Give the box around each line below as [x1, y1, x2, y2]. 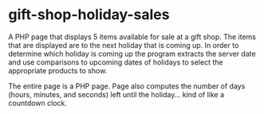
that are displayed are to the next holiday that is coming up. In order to [8, 40, 239, 49]
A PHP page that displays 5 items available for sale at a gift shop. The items [8, 32, 257, 41]
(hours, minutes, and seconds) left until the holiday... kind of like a [8, 89, 225, 99]
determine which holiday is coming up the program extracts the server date [8, 49, 257, 58]
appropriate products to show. [8, 65, 108, 75]
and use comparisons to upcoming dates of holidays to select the [8, 57, 223, 67]
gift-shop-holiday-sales [8, 6, 170, 24]
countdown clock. [8, 98, 68, 108]
